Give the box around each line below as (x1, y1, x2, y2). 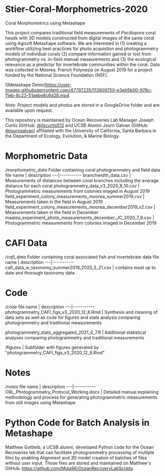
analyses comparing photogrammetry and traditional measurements (5, 334, 145, 340)
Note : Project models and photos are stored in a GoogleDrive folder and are (5, 102, 160, 108)
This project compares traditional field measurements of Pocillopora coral (5, 29, 156, 35)
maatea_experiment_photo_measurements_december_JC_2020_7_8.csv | (5, 215, 155, 221)
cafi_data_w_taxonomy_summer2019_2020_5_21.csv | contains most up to (5, 264, 156, 270)
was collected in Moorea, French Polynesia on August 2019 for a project (5, 66, 153, 73)
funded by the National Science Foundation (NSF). (5, 72, 108, 78)
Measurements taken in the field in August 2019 (5, 199, 103, 205)
